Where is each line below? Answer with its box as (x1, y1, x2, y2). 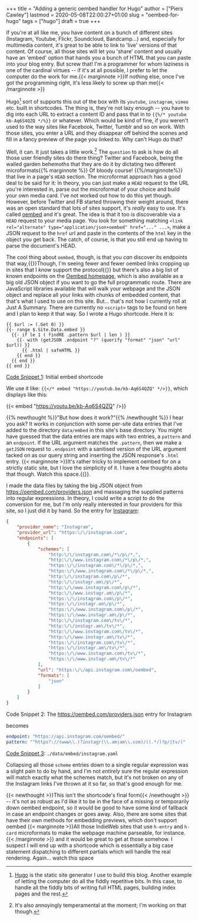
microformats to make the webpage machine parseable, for (18, 829, 162, 836)
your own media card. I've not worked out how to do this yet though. (6, 192, 172, 199)
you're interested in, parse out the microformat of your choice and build (6, 186, 180, 193)
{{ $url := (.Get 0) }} (6, 322, 65, 327)
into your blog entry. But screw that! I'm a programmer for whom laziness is (6, 60, 190, 67)
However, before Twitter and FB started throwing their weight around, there (6, 198, 189, 206)
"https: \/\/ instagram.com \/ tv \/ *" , (48, 640, 136, 646)
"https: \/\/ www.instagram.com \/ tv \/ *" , (48, 650, 146, 657)
